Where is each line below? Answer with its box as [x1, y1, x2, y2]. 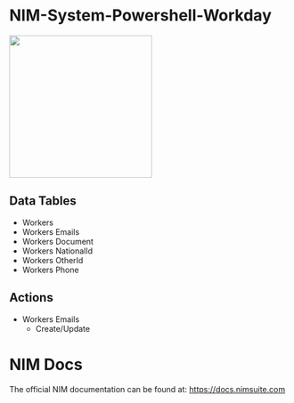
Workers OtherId [21, 254, 84, 265]
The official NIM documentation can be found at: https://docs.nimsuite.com [9, 383, 286, 394]
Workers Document [21, 236, 94, 246]
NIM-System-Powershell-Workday [9, 5, 272, 26]
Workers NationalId [21, 246, 94, 256]
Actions [9, 290, 53, 305]
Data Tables [9, 193, 78, 209]
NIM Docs [9, 354, 83, 375]
